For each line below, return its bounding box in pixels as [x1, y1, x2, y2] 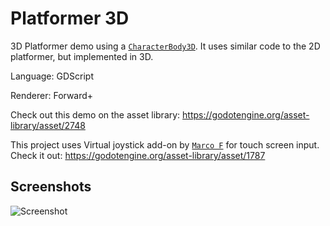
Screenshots [10, 178, 92, 196]
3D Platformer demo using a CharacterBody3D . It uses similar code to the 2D [10, 40, 321, 52]
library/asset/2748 [10, 119, 86, 131]
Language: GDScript [10, 70, 94, 82]
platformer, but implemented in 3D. [10, 50, 154, 62]
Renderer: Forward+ [10, 89, 94, 101]
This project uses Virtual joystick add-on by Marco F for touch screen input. [10, 138, 320, 151]
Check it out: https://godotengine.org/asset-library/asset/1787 [10, 149, 266, 161]
